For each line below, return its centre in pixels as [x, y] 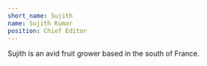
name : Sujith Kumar [40, 23]
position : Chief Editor [48, 31]
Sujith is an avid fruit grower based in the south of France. [104, 54]
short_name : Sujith [40, 16]
